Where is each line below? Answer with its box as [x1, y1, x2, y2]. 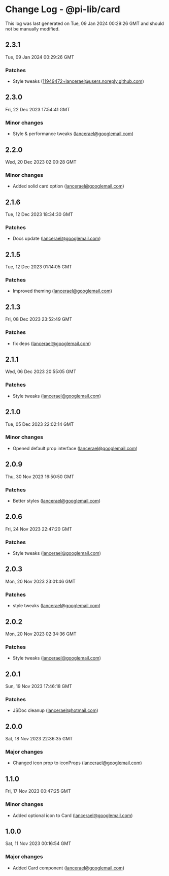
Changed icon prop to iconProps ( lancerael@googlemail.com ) [12, 760, 142, 766]
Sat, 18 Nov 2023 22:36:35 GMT [5, 736, 73, 742]
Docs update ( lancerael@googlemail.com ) [12, 235, 101, 242]
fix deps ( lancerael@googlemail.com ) [12, 340, 91, 347]
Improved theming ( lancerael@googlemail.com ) [12, 288, 113, 294]
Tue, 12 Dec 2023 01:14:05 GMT [5, 264, 72, 270]
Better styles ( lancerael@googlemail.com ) [12, 497, 100, 504]
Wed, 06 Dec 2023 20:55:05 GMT [5, 368, 77, 374]
